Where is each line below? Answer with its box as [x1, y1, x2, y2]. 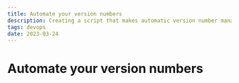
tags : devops [7, 23, 46, 31]
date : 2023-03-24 [7, 30, 59, 38]
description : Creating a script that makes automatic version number [7, 17, 218, 24]
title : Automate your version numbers [7, 10, 122, 18]
